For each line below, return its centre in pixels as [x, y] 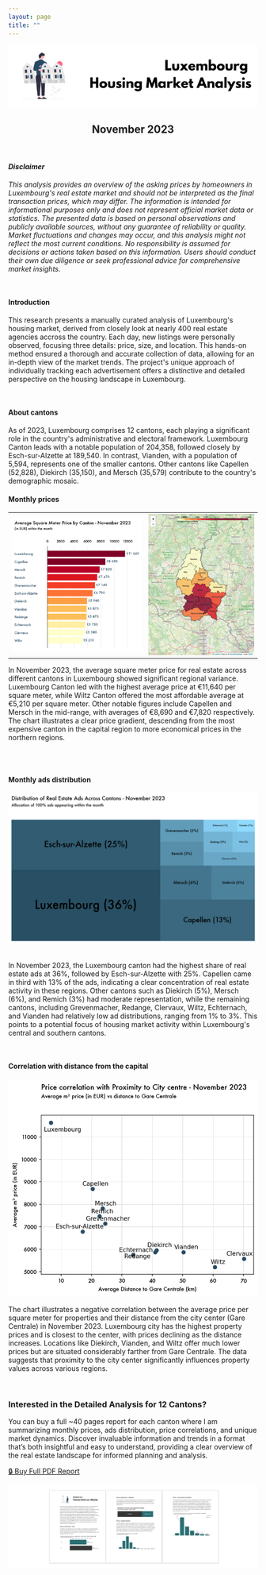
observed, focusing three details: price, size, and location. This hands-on [127, 345]
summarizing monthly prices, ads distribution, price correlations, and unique [133, 1430]
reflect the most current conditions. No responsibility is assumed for [120, 243]
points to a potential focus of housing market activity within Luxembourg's [129, 1024]
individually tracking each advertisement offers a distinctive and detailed [127, 370]
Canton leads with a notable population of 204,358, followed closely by [124, 447]
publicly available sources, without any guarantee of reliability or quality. [127, 226]
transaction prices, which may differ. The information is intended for [120, 201]
